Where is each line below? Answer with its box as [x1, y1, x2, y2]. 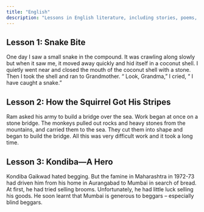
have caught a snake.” [6, 79, 62, 87]
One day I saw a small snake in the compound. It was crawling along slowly [6, 53, 195, 61]
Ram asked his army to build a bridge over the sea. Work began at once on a [6, 113, 199, 121]
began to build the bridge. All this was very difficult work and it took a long [6, 132, 193, 140]
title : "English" [6, 9, 51, 15]
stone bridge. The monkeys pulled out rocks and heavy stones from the [6, 119, 186, 127]
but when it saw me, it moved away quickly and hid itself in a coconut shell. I [6, 60, 199, 67]
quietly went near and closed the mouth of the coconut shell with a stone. [6, 66, 191, 74]
